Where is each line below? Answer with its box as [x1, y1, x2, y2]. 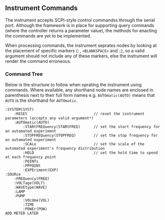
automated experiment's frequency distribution [5, 146, 105, 151]
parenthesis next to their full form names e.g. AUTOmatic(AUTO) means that [5, 92, 155, 98]
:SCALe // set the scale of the [23, 142, 145, 147]
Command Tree [5, 70, 43, 77]
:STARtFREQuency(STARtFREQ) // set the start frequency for [23, 125, 161, 130]
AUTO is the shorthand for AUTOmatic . [5, 97, 78, 103]
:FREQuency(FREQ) [14, 176, 50, 181]
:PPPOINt [23, 163, 41, 169]
